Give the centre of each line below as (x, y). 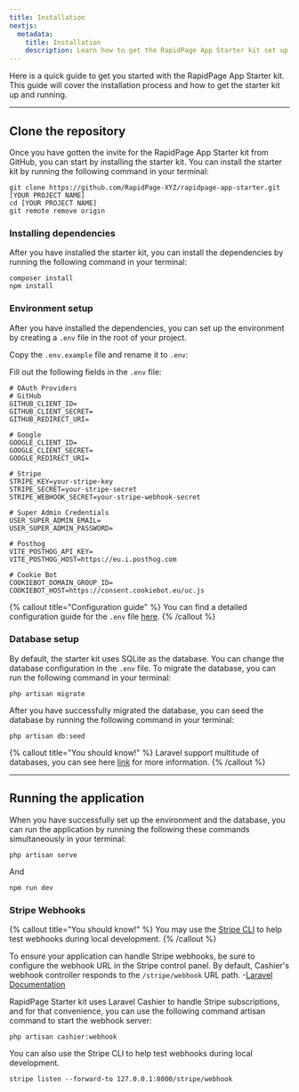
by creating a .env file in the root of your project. (98, 337)
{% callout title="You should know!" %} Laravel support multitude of (134, 752)
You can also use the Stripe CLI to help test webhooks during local (131, 1053)
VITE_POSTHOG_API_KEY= (51, 551)
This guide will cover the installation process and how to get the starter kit (145, 85)
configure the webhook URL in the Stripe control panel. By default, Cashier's (149, 965)
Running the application (77, 798)
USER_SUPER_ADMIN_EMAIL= (55, 520)
